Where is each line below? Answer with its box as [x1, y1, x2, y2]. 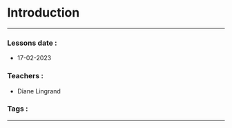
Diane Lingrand [17, 86, 61, 95]
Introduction [7, 5, 80, 21]
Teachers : [7, 71, 43, 81]
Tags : [7, 104, 29, 113]
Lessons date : [7, 38, 57, 48]
